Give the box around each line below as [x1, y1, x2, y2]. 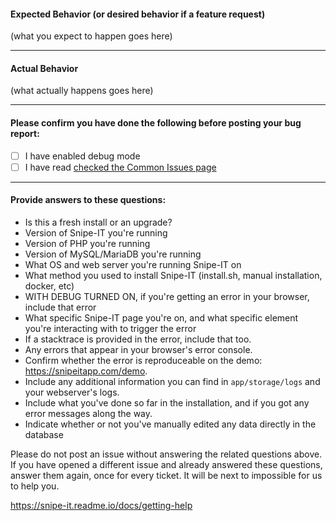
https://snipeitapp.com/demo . [24, 365, 148, 377]
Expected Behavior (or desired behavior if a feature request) [10, 8, 266, 20]
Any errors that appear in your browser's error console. [24, 343, 253, 355]
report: [10, 128, 40, 139]
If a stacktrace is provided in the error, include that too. [24, 333, 252, 345]
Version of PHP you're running [24, 237, 151, 249]
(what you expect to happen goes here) [10, 30, 173, 42]
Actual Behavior [10, 62, 79, 74]
